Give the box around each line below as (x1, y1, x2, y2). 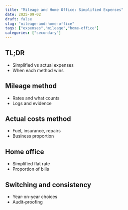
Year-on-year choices (12, 194, 58, 200)
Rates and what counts (12, 95, 60, 101)
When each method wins (12, 67, 64, 73)
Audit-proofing (12, 199, 43, 205)
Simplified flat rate (12, 161, 50, 167)
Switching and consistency (5, 180, 91, 189)
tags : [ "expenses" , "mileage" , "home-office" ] (5, 26, 99, 31)
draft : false (5, 16, 32, 21)
